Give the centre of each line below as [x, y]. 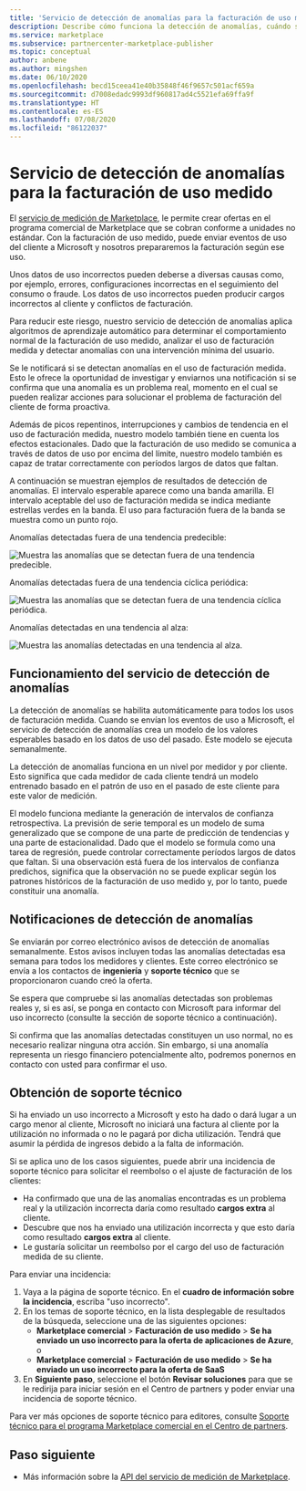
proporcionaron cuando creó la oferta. [81, 980]
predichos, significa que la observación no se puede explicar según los [143, 871]
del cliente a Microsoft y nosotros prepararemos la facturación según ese [147, 246]
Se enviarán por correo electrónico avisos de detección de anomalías [140, 942]
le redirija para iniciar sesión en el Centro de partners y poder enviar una [159, 1389]
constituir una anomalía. [55, 891]
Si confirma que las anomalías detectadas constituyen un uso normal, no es [151, 1035]
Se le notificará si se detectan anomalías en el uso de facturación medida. [148, 368]
